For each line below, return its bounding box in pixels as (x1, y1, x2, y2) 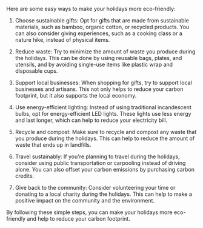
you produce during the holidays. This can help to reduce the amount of (15, 135, 195, 142)
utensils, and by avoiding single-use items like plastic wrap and (15, 61, 173, 68)
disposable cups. (15, 67, 58, 75)
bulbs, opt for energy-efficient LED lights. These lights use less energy (15, 110, 191, 117)
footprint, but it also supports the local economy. (15, 92, 137, 99)
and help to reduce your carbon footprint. (27, 215, 130, 222)
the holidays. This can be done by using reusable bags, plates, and (15, 55, 182, 61)
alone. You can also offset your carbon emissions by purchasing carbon (15, 166, 195, 173)
